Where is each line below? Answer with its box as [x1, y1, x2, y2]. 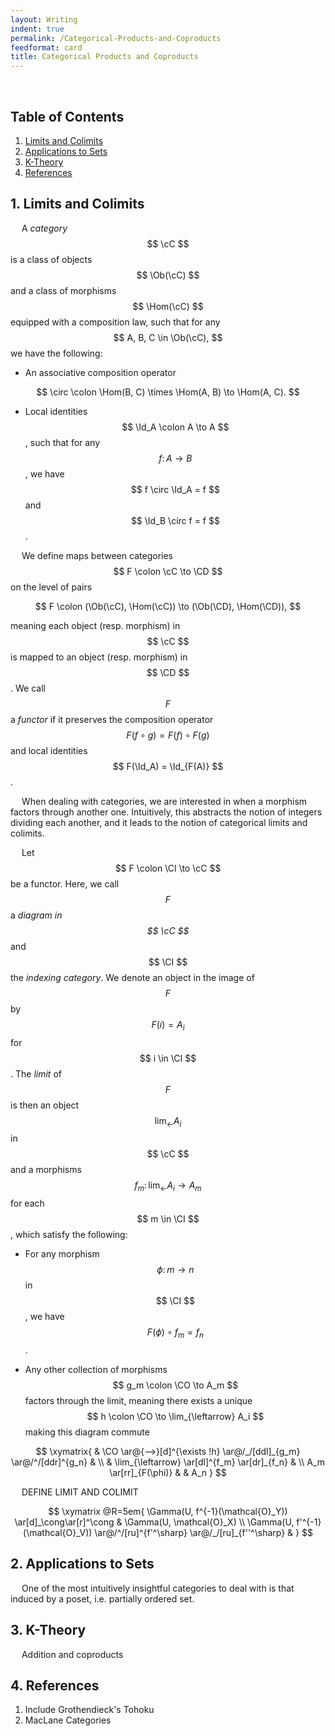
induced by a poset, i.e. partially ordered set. [10, 1592, 195, 1605]
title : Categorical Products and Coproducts [10, 52, 199, 62]
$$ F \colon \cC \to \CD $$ [113, 565, 223, 577]
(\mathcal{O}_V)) [23, 1526, 93, 1538]
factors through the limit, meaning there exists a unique [24, 1394, 253, 1406]
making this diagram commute [24, 1426, 150, 1438]
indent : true [10, 24, 65, 34]
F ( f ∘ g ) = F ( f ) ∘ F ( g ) [126, 729, 210, 741]
